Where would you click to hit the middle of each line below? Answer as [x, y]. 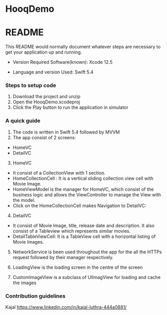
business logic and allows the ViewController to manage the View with [87, 194]
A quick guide [23, 121]
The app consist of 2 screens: [44, 137]
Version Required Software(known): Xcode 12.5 [62, 62]
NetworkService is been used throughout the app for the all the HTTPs [87, 252]
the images [25, 283]
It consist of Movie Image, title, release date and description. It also [83, 225]
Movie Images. [28, 242]
